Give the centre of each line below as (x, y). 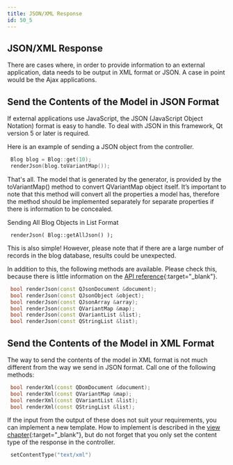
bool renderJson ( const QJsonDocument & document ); (83, 289)
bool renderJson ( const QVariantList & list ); (75, 315)
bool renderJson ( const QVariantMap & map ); (73, 308)
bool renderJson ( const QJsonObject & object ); (77, 295)
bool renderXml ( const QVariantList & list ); (74, 400)
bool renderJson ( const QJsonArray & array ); (74, 302)
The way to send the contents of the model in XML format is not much (107, 360)
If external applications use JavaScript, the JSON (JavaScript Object (105, 118)
